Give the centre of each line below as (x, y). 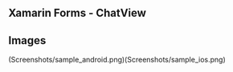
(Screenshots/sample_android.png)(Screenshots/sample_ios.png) (117, 60)
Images (27, 40)
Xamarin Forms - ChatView (78, 13)
